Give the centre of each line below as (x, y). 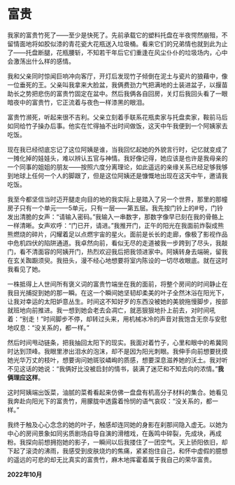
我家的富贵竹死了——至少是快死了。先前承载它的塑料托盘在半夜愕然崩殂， (114, 35)
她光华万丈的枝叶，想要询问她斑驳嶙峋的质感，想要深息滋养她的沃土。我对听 (117, 360)
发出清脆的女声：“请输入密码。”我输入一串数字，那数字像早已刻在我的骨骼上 (116, 217)
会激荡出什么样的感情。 (41, 61)
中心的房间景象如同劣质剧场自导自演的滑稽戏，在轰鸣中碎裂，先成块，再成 (114, 433)
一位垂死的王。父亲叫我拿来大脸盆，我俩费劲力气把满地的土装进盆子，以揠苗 (117, 85)
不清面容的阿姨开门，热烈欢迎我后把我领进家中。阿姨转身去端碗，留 (123, 252)
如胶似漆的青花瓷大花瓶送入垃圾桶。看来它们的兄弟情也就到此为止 (133, 43)
